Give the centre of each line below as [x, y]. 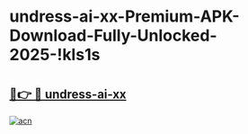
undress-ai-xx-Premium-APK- [124, 17]
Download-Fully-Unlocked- [113, 36]
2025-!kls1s [55, 55]
